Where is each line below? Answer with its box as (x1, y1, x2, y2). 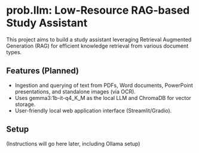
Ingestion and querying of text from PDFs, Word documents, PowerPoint (14, 82, 193, 89)
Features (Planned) (6, 66, 79, 76)
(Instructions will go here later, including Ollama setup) (6, 140, 140, 147)
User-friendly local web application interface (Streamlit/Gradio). (14, 107, 172, 114)
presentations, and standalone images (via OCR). (14, 88, 136, 95)
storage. (14, 101, 36, 108)
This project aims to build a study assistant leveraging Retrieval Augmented (6, 36, 192, 43)
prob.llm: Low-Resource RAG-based (6, 4, 190, 17)
